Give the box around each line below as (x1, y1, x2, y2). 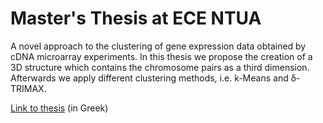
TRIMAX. (10, 82, 47, 94)
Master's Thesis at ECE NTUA (10, 7, 262, 30)
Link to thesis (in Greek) (10, 102, 109, 114)
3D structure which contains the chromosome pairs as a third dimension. (10, 61, 310, 73)
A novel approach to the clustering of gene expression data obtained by (10, 40, 307, 52)
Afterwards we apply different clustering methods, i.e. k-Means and (10, 72, 289, 84)
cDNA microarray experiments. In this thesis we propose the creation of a (10, 50, 313, 62)
